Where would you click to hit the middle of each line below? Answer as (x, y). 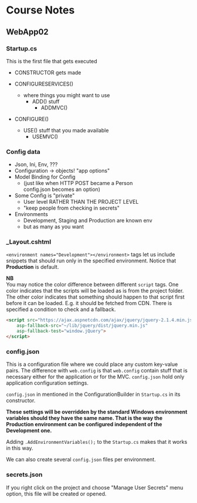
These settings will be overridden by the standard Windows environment (97, 412)
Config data (23, 152)
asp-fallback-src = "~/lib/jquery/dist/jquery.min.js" (82, 326)
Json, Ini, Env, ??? (36, 165)
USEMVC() (45, 136)
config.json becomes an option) (62, 189)
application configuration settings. (47, 383)
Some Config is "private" (45, 196)
